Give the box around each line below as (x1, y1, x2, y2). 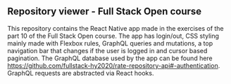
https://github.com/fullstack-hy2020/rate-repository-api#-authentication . (7, 61, 220, 69)
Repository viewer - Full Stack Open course (7, 6, 202, 17)
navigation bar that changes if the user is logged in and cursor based (7, 46, 208, 55)
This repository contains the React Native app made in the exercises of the (7, 24, 224, 32)
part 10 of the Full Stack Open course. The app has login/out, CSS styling (7, 31, 220, 40)
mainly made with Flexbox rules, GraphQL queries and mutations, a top (7, 38, 213, 48)
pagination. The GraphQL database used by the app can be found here (7, 54, 213, 62)
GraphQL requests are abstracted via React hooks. (7, 69, 154, 77)
